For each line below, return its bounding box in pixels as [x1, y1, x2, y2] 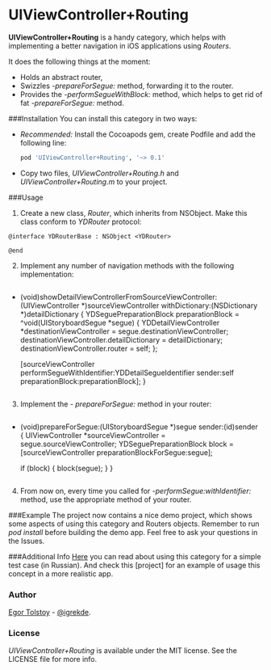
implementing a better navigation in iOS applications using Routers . [8, 40, 231, 50]
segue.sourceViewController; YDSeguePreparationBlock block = [19, 439, 234, 449]
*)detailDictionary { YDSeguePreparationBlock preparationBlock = [19, 309, 240, 318]
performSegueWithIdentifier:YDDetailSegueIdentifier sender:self [19, 368, 235, 377]
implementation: [19, 269, 74, 279]
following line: [19, 137, 67, 147]
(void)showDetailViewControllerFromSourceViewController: [19, 292, 218, 301]
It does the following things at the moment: [8, 57, 151, 66]
